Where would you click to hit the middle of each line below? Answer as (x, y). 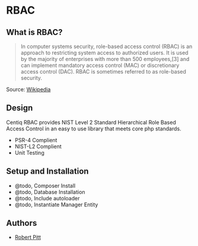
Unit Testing (29, 152)
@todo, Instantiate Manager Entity (56, 205)
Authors (22, 223)
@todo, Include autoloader (47, 198)
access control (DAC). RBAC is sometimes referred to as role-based (103, 71)
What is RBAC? (34, 32)
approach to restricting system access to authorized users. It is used (104, 53)
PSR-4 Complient (36, 140)
